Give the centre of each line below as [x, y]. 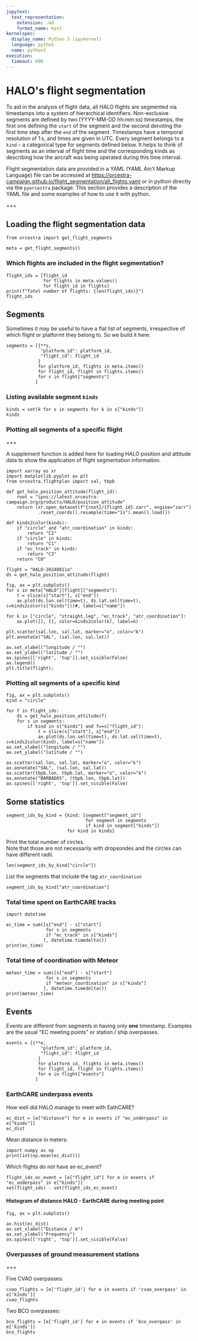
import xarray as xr [32, 471]
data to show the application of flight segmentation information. [84, 460]
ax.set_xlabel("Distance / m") [45, 1229]
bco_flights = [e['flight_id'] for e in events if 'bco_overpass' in [94, 1322]
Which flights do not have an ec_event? [54, 1167]
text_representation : [38, 17]
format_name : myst [39, 28]
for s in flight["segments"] [74, 377]
